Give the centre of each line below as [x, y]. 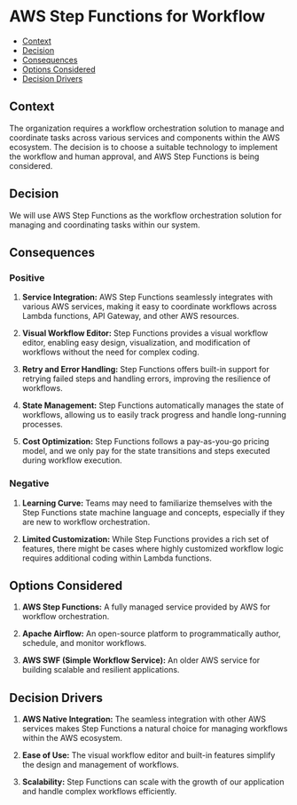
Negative [29, 483]
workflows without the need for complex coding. [110, 352]
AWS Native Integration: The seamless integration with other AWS [144, 719]
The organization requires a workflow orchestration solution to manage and [147, 128]
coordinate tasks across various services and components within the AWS [145, 137]
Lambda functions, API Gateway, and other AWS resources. [130, 316]
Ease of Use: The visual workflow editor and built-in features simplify [148, 755]
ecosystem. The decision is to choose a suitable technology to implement [143, 147]
